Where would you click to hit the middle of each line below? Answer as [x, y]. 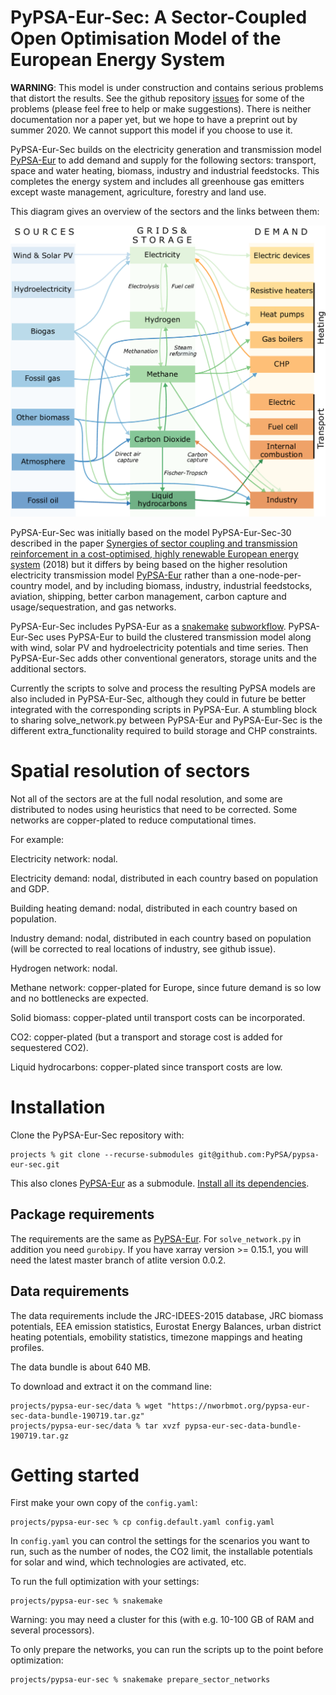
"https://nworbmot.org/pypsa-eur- [238, 1406]
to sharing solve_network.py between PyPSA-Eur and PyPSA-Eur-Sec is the [166, 720]
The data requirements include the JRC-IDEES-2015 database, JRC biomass [167, 1315]
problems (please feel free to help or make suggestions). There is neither [161, 108]
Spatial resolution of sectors [130, 771]
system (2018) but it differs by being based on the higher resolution [149, 565]
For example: [37, 839]
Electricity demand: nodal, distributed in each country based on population [164, 878]
